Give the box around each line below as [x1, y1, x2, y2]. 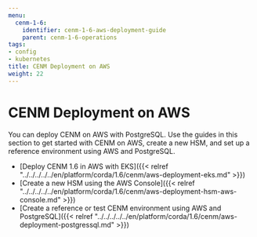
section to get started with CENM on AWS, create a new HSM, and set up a [8, 138, 250, 148]
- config [8, 48, 37, 56]
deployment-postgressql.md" [19, 220, 115, 229]
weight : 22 [8, 70, 44, 78]
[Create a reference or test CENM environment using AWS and [19, 203, 222, 213]
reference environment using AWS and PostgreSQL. [8, 146, 176, 155]
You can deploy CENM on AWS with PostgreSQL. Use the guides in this [8, 129, 238, 139]
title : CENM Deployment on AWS [8, 63, 110, 71]
